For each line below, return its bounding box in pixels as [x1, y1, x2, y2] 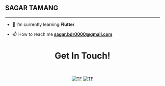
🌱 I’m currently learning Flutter [12, 21, 75, 27]
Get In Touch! [55, 50, 110, 61]
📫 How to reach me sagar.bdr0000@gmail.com [12, 31, 112, 37]
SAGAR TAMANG [5, 4, 58, 12]
